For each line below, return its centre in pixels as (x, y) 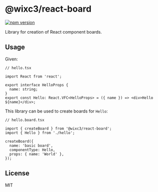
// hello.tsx (18, 68)
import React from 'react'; (34, 77)
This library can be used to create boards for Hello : (56, 111)
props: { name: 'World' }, (37, 154)
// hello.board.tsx (25, 120)
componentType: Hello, (32, 150)
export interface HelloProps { (37, 85)
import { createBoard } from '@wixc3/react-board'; (58, 128)
